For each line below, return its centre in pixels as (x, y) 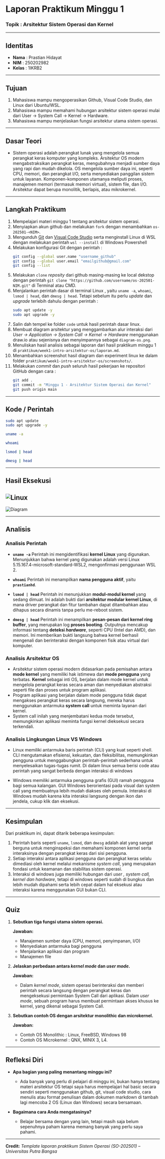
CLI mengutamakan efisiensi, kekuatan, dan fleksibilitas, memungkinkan (85, 755)
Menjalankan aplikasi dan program (55, 951)
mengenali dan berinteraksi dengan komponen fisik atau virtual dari (81, 640)
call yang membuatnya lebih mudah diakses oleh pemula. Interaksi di (82, 791)
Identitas (19, 46)
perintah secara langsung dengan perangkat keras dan (75, 990)
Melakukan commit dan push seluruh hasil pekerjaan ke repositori (79, 366)
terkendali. (23, 726)
